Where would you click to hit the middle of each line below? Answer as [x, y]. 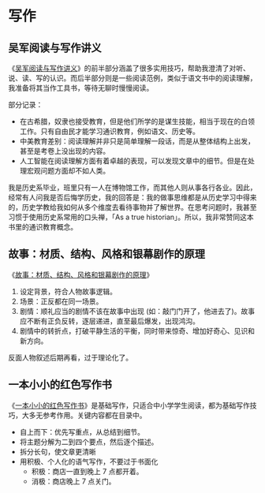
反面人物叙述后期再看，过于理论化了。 [70, 357]
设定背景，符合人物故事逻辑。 [68, 291]
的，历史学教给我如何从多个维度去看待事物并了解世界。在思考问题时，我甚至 [132, 207]
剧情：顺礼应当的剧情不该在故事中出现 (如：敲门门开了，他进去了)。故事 [137, 311]
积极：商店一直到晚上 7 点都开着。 [87, 471]
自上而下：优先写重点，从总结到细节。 [82, 431]
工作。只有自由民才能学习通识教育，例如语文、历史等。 [109, 131]
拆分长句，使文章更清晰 [58, 451]
